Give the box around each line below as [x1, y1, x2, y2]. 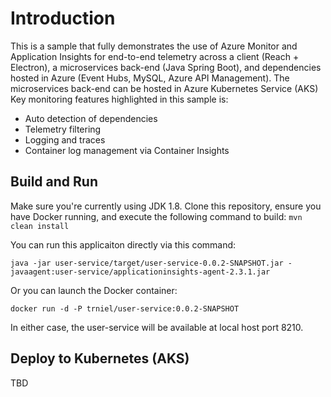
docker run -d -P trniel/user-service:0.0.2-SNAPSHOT [10, 303, 240, 314]
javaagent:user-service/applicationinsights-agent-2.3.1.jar [10, 267, 271, 277]
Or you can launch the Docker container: [10, 284, 178, 296]
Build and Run [10, 173, 98, 191]
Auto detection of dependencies [24, 112, 158, 124]
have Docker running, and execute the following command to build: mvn [10, 210, 303, 222]
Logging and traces [24, 133, 106, 146]
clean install [10, 221, 70, 231]
